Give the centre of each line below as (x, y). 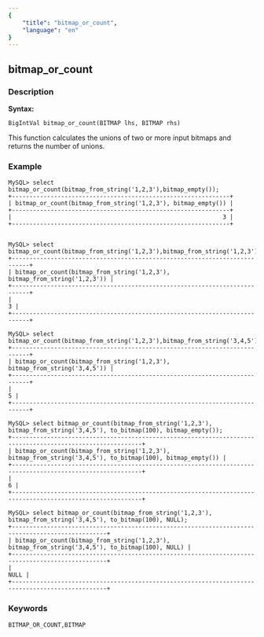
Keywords (28, 609)
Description (31, 91)
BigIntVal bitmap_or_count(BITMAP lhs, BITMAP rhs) (94, 123)
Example (25, 166)
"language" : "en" (51, 30)
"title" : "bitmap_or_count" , (70, 23)
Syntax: (21, 109)
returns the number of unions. (57, 145)
